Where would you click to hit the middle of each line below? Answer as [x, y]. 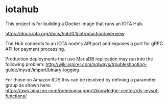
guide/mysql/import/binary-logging [42, 70]
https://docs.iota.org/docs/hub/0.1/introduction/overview [65, 33]
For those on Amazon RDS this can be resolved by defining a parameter [81, 79]
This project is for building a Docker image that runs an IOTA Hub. [75, 24]
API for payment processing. [35, 49]
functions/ [16, 96]
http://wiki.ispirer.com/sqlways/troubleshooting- [96, 64]
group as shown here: [28, 85]
